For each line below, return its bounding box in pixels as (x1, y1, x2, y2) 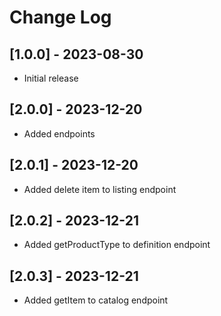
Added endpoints (23, 127, 96, 140)
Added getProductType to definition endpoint (23, 239, 211, 251)
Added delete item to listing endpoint (23, 183, 177, 195)
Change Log (9, 6, 112, 29)
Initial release (23, 72, 79, 84)
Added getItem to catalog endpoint (23, 294, 169, 306)
